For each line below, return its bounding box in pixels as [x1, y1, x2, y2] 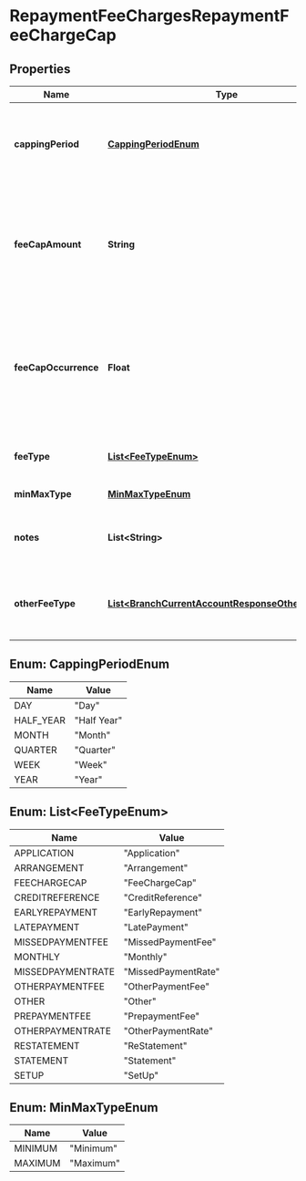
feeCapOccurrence [14, 361, 99, 374]
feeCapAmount [14, 238, 82, 251]
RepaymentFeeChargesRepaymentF [9, 5, 290, 26]
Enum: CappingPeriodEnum [9, 657, 170, 672]
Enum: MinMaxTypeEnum [9, 1100, 158, 1115]
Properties [9, 61, 71, 77]
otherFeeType [14, 597, 76, 609]
